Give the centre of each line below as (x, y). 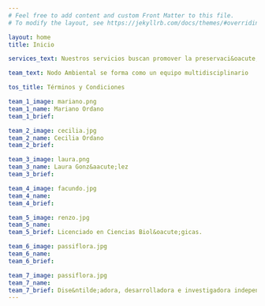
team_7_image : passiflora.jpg (58, 275)
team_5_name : (30, 225)
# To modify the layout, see (56, 23)
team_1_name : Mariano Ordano (56, 109)
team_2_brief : (32, 145)
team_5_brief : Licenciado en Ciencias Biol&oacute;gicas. (105, 232)
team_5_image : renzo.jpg (49, 217)
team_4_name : (30, 196)
